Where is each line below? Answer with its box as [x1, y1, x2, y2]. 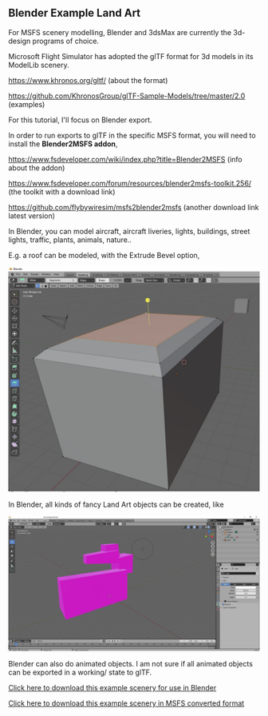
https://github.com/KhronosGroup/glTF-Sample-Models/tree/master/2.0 [8, 91, 246, 101]
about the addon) [8, 163, 65, 173]
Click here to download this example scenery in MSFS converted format [8, 698, 245, 708]
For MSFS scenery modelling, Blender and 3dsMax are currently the [8, 27, 232, 37]
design [8, 36, 31, 46]
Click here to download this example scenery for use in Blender [8, 683, 217, 693]
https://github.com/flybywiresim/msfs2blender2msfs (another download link [8, 202, 259, 212]
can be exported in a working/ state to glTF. [8, 667, 152, 678]
